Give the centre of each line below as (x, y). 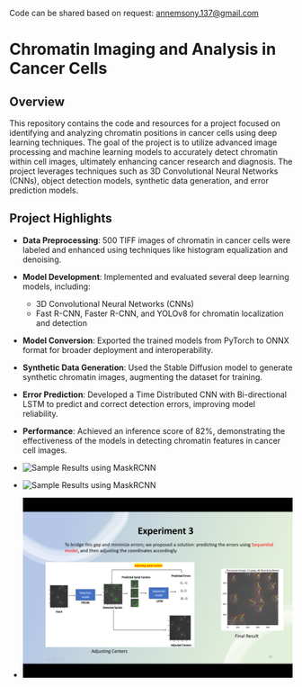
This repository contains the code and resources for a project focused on (145, 123)
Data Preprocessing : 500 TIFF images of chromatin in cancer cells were (156, 240)
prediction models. (44, 190)
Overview (37, 101)
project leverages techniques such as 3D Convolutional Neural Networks (144, 171)
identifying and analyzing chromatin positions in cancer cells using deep (143, 133)
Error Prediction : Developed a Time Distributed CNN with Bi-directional (155, 394)
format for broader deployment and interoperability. (118, 349)
